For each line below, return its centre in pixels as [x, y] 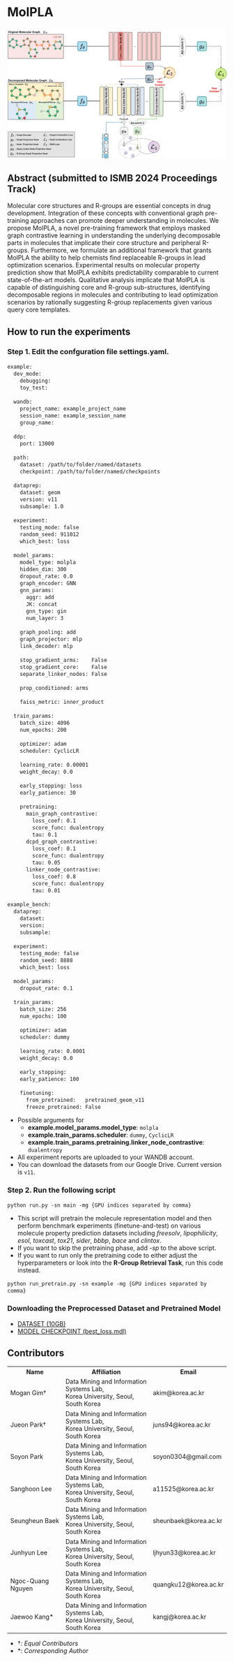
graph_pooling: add [48, 633]
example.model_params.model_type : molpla [93, 1128]
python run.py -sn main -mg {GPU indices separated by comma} [99, 1205]
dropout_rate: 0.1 [46, 989]
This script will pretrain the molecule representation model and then [115, 1219]
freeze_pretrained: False [63, 1108]
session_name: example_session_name [73, 416]
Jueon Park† [28, 1425]
